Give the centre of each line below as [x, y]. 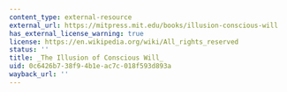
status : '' [29, 50]
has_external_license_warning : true [76, 33]
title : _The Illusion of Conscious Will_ [87, 58]
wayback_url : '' [39, 74]
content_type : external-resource [71, 17]
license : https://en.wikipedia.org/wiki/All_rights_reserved [124, 42]
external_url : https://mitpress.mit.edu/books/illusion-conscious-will [143, 25]
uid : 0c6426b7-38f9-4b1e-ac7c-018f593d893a [91, 67]
